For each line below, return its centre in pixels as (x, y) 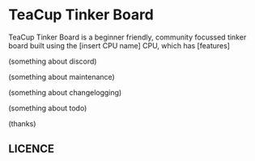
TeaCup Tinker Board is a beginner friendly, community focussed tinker (127, 37)
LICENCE (32, 149)
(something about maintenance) (62, 76)
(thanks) (22, 123)
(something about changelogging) (65, 92)
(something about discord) (53, 61)
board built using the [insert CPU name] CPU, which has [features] (119, 45)
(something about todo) (48, 108)
